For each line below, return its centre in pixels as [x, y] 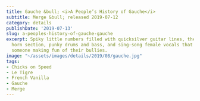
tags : [13, 61]
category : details [29, 23]
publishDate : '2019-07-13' [40, 28]
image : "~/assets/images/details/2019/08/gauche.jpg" [74, 56]
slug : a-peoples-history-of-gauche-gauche [60, 34]
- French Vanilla [28, 78]
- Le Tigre [20, 72]
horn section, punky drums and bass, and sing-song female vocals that [102, 45]
